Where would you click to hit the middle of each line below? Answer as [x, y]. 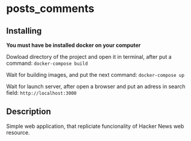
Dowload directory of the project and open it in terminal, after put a [89, 57]
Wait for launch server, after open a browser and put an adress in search [96, 86]
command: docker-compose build [47, 63]
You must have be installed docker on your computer [74, 45]
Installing [24, 31]
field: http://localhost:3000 [41, 93]
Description [29, 112]
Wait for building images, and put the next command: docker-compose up [95, 75]
